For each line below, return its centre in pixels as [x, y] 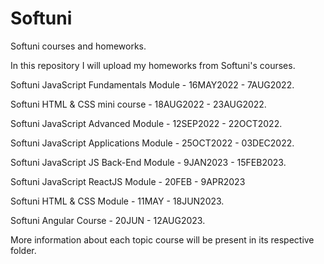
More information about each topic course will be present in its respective [162, 239]
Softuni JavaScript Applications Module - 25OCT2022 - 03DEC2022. [152, 143]
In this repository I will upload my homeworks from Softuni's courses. [153, 65]
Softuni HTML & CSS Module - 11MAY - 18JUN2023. [117, 201]
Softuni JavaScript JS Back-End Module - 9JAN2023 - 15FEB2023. [148, 162]
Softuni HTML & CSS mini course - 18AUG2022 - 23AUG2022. [138, 104]
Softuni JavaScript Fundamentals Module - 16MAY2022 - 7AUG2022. [152, 84]
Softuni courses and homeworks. [78, 46]
